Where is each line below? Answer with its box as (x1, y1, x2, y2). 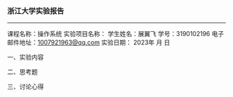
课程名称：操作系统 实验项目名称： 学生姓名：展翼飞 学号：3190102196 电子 (7, 30, 224, 38)
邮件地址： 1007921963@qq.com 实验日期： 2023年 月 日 (7, 38, 171, 46)
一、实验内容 (7, 53, 44, 62)
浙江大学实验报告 (7, 6, 64, 15)
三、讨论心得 (7, 82, 44, 91)
